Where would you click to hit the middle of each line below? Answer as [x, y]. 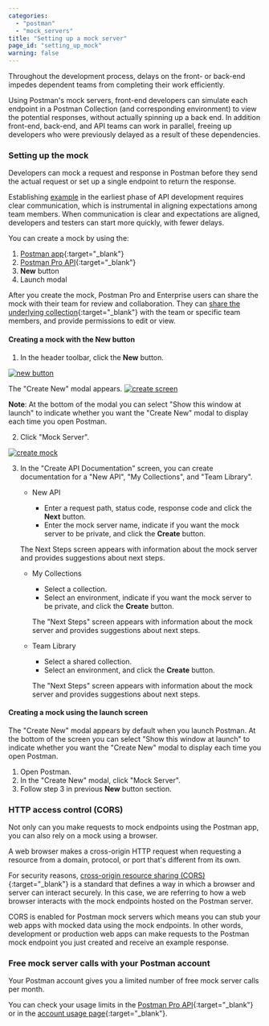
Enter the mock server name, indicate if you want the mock [141, 525]
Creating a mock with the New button [71, 339]
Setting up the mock [49, 155]
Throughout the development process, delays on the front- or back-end [127, 76]
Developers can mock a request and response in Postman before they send [133, 173]
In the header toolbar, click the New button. [92, 357]
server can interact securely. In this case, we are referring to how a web [127, 892]
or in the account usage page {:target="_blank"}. [88, 1014]
